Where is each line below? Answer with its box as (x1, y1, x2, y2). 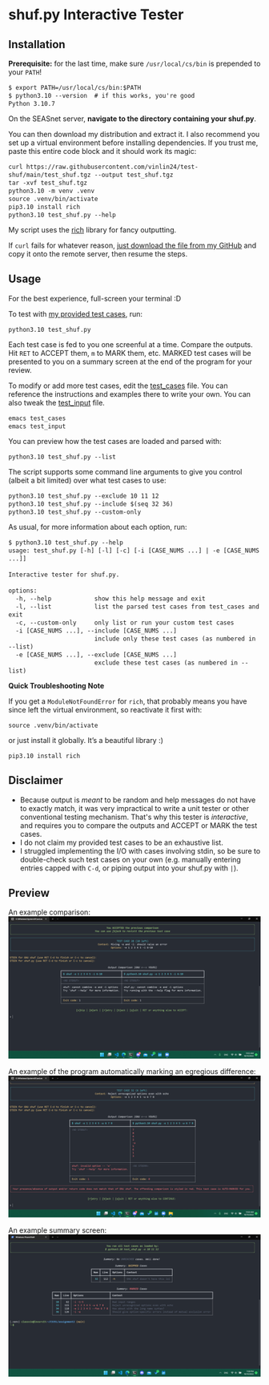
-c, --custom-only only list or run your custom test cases (15, 619, 235, 627)
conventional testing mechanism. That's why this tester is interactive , (19, 812, 248, 822)
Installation (8, 38, 66, 51)
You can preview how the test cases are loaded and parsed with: (8, 436, 222, 446)
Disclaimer (8, 773, 63, 787)
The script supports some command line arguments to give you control (8, 466, 243, 476)
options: (8, 587, 38, 595)
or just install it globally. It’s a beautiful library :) (8, 735, 164, 745)
